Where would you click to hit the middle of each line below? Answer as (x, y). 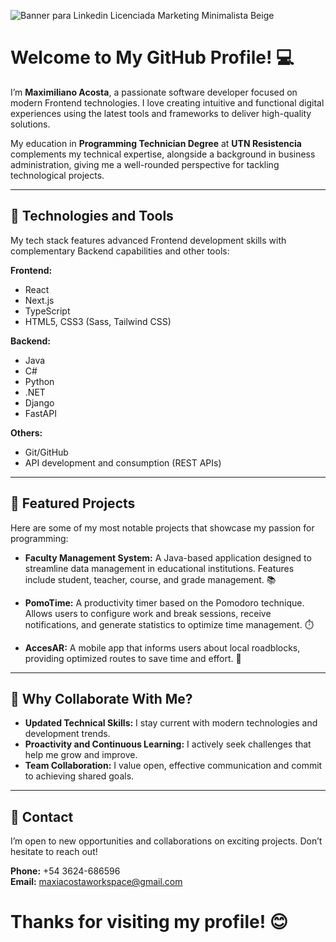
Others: (26, 432)
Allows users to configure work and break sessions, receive (148, 613)
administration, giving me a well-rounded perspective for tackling (145, 164)
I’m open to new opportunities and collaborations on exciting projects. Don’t (166, 841)
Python (39, 381)
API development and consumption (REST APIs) (123, 462)
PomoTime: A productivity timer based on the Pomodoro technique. (164, 602)
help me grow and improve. (81, 755)
